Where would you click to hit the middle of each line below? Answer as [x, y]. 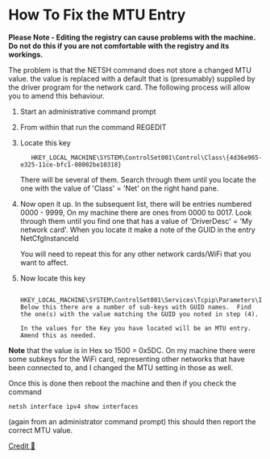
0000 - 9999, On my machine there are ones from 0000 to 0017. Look [136, 213]
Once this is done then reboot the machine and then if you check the [122, 383]
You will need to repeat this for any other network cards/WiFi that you [135, 254]
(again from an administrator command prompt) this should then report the [132, 421]
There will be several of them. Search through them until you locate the [138, 179]
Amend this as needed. [58, 335]
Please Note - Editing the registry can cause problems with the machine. [132, 37]
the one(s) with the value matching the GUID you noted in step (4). [139, 314]
